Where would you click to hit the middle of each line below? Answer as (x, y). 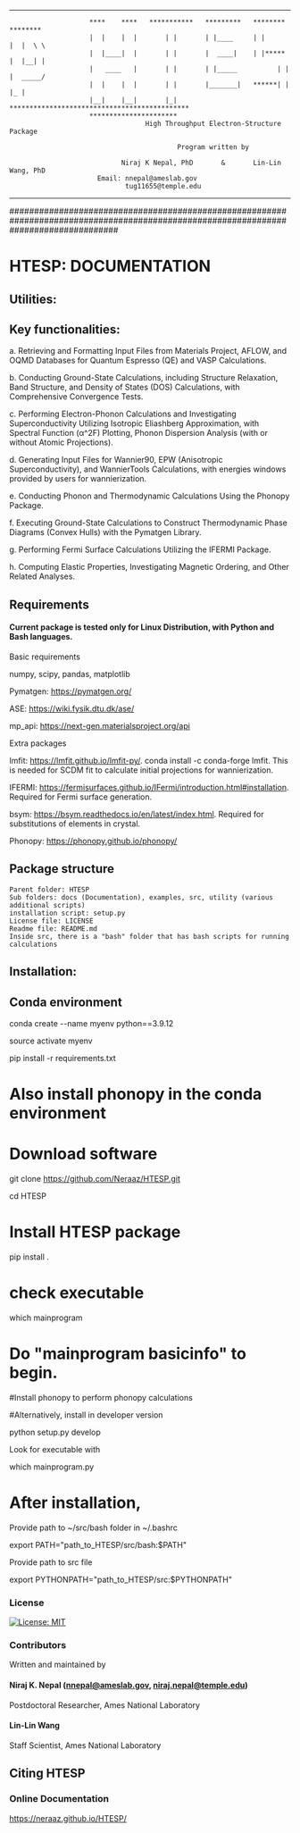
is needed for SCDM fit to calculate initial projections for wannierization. (142, 770)
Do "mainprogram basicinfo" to (128, 1354)
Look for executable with (55, 1449)
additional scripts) (48, 905)
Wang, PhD (28, 171)
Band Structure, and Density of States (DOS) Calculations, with (125, 387)
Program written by (213, 147)
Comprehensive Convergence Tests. (76, 397)
